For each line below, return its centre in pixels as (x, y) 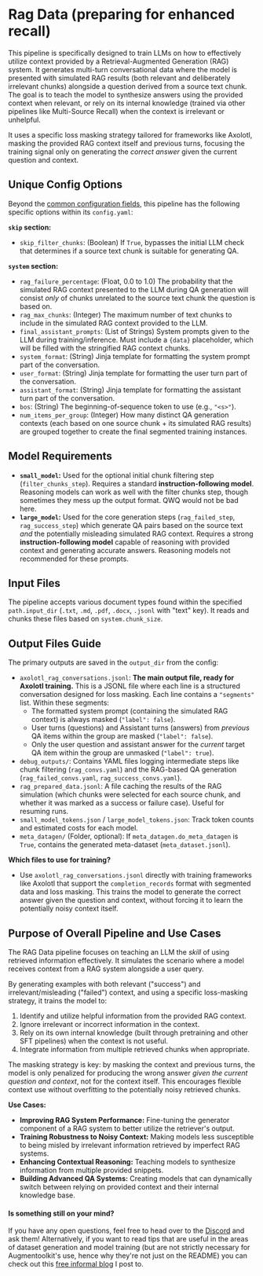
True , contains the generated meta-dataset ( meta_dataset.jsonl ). (125, 845)
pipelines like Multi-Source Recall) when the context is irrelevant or (117, 111)
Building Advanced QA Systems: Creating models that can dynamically (136, 1179)
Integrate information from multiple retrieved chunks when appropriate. (134, 1049)
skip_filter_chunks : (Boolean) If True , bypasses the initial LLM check (132, 242)
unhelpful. (24, 119)
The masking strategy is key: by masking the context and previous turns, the (131, 1065)
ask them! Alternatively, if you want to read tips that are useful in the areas (128, 1239)
